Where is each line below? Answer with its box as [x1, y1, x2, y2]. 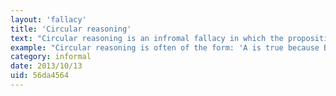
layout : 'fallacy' [10, 14, 87, 25]
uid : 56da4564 [10, 71, 70, 81]
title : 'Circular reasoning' [10, 24, 132, 34]
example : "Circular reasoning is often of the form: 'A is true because [10, 42, 320, 53]
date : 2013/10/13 [10, 61, 83, 71]
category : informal [10, 52, 92, 62]
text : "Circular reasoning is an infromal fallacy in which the [10, 33, 284, 43]
